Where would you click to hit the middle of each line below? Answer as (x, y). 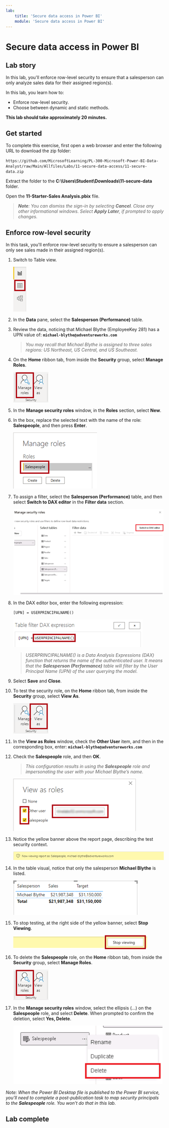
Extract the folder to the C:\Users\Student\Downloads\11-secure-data (79, 181)
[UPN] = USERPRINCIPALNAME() (43, 612)
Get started (24, 133)
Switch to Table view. (35, 260)
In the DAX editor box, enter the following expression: (68, 603)
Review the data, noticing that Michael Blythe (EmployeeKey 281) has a (86, 329)
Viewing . (22, 928)
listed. (19, 873)
